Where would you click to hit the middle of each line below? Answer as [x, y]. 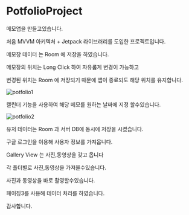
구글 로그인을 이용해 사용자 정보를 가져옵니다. [59, 142]
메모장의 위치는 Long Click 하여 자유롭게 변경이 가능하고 [73, 67]
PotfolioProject [44, 11]
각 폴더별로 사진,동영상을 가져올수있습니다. [56, 167]
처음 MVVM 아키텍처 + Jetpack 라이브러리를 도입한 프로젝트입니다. [86, 41]
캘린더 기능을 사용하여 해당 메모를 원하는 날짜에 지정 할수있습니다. [84, 104]
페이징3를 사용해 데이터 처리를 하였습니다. [56, 193]
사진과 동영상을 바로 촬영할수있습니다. [51, 180]
